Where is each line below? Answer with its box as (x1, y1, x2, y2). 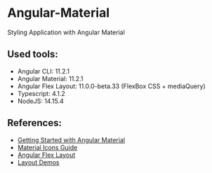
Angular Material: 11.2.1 (17, 74, 84, 83)
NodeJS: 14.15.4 (17, 97, 65, 105)
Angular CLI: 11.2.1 (17, 67, 70, 75)
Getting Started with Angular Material (17, 135, 125, 144)
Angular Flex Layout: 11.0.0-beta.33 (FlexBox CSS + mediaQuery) (17, 82, 206, 90)
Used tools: (7, 48, 58, 60)
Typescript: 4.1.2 (17, 89, 65, 97)
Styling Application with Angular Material (7, 28, 125, 36)
